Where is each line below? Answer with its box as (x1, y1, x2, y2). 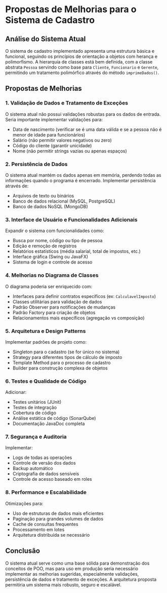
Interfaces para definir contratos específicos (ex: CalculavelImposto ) (12, 293, 156, 299)
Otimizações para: (5, 500, 44, 506)
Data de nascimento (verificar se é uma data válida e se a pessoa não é (12, 126, 162, 133)
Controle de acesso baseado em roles (12, 476, 92, 482)
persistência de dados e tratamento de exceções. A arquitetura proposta (5, 576, 157, 582)
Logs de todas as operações (12, 454, 72, 460)
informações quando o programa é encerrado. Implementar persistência (5, 177, 156, 183)
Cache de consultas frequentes (12, 521, 78, 527)
